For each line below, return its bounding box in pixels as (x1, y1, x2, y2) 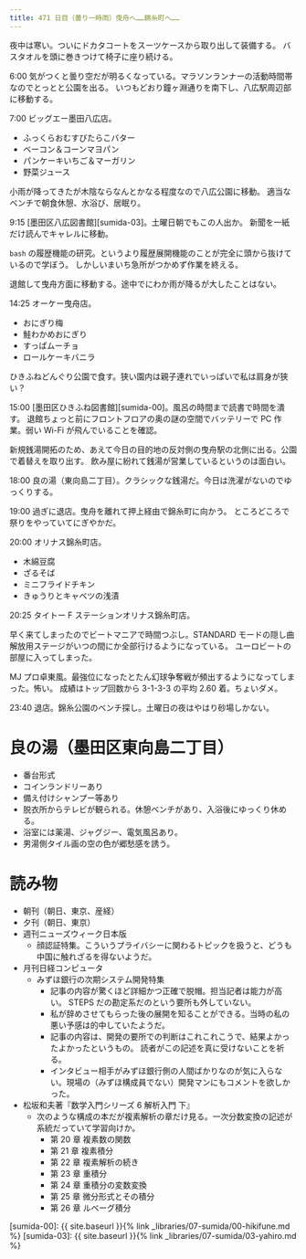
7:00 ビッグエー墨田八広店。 (9, 112, 117, 123)
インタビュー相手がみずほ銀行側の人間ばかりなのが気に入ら (49, 1065, 275, 1076)
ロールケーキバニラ (22, 351, 96, 362)
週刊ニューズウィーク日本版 (22, 928, 128, 939)
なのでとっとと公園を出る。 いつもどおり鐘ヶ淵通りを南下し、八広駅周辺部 (9, 81, 292, 92)
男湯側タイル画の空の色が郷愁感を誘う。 (22, 838, 175, 849)
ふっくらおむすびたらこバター (22, 132, 135, 143)
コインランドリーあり (22, 780, 103, 791)
